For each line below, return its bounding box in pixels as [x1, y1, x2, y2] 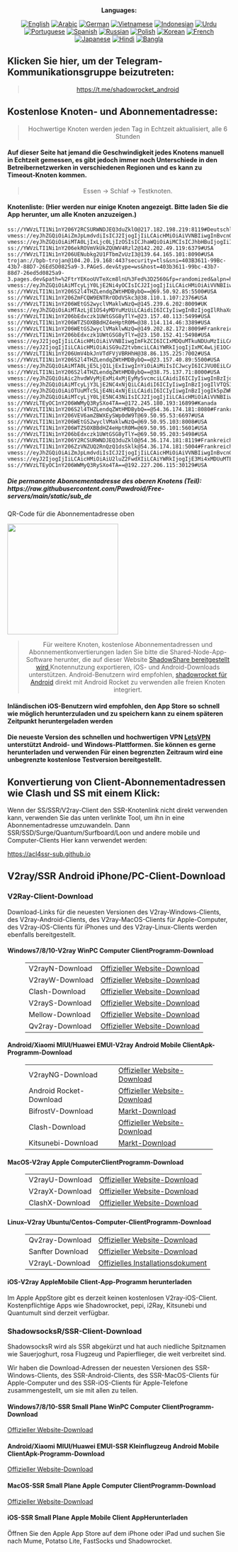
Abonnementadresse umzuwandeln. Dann [7, 821, 130, 829]
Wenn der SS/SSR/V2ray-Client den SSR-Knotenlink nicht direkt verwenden [7, 806, 228, 814]
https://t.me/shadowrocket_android [76, 85, 179, 94]
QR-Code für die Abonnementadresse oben [7, 510, 135, 518]
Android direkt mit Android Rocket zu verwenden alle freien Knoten [30, 678, 225, 686]
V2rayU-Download [28, 1175, 93, 1185]
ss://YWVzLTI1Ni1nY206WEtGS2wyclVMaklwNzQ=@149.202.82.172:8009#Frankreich [7, 325, 236, 332]
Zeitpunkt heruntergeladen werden [7, 716, 113, 725]
